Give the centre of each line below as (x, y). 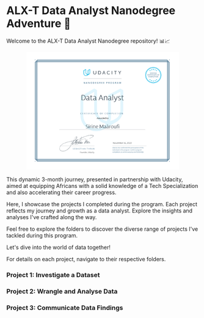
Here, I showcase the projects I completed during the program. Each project (102, 204)
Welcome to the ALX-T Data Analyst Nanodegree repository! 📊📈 (88, 41)
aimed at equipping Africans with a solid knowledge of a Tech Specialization (102, 186)
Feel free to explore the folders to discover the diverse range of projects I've (102, 229)
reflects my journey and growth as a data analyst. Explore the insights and (100, 211)
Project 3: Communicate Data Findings (65, 308)
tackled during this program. (42, 235)
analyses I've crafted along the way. (52, 217)
